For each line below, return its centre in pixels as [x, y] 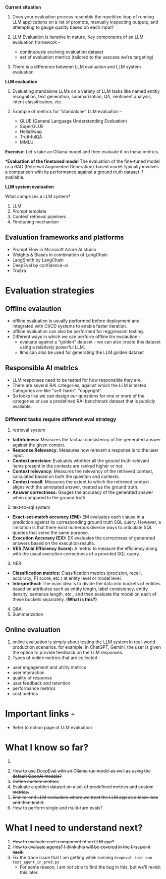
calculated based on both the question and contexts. [66, 476]
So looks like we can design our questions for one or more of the [78, 396]
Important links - [40, 713]
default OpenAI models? [37, 776]
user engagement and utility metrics [49, 667]
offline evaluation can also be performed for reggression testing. [78, 331]
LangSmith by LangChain [38, 260]
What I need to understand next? [74, 828]
